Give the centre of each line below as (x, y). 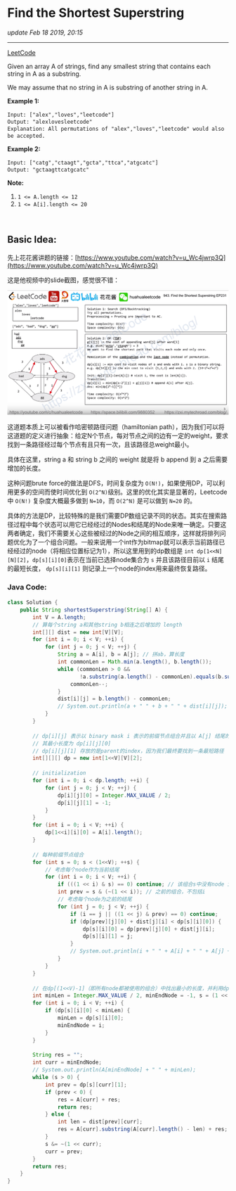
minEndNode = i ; (81, 1025)
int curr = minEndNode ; (67, 1063)
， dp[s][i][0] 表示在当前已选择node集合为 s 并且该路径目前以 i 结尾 (125, 559)
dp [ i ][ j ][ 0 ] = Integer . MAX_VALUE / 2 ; (114, 795)
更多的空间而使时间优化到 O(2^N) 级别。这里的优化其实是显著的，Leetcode (120, 492)
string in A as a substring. (44, 74)
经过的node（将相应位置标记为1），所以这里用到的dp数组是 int (104, 551)
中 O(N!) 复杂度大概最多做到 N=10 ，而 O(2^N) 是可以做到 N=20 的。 (102, 500)
